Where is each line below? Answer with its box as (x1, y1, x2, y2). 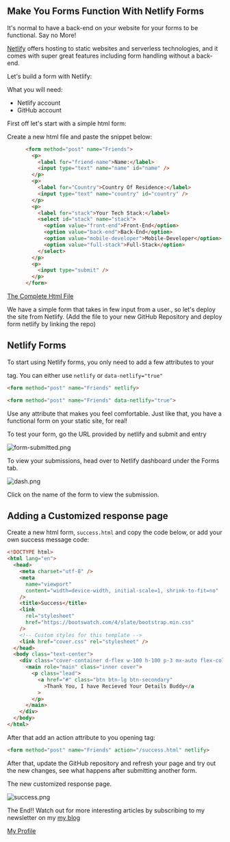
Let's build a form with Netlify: (7, 72, 92, 80)
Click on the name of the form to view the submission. (7, 490, 159, 498)
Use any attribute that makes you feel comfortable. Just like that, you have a (7, 409, 222, 418)
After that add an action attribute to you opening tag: (7, 733, 155, 741)
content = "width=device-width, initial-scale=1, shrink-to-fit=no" (25, 587, 219, 594)
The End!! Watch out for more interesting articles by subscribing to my (7, 806, 205, 815)
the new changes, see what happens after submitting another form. (7, 766, 197, 774)
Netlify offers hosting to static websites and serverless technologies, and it (7, 44, 218, 52)
